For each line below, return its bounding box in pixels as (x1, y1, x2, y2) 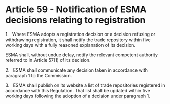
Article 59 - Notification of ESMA (5, 4, 147, 15)
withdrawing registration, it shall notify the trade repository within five (5, 37, 151, 43)
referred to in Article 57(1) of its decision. (5, 57, 91, 63)
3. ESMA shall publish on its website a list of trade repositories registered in (5, 82, 165, 88)
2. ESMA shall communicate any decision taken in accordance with (5, 67, 148, 73)
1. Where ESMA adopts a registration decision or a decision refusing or (5, 31, 156, 37)
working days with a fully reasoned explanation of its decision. (5, 42, 136, 48)
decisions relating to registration (5, 14, 146, 26)
